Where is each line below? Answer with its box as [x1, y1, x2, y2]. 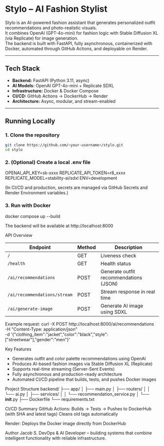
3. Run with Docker [5, 202, 51, 209]
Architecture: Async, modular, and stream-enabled [12, 98, 116, 104]
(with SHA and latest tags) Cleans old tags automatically [5, 411, 118, 417]
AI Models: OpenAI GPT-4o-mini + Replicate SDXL [12, 82, 114, 89]
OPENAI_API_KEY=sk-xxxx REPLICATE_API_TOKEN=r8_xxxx [5, 170, 126, 176]
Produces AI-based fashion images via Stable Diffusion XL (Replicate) [12, 361, 153, 367]
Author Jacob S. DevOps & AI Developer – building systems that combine [5, 430, 152, 436]
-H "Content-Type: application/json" [5, 326, 78, 332]
